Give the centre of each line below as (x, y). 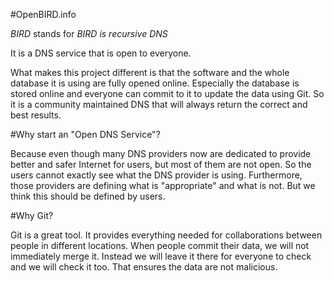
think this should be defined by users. (88, 196)
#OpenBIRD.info (43, 14)
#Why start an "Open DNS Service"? (85, 134)
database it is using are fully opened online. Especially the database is (155, 83)
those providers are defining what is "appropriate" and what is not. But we (163, 185)
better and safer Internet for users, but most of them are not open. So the (161, 164)
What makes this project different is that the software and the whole (150, 72)
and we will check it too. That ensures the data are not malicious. (144, 267)
